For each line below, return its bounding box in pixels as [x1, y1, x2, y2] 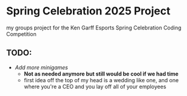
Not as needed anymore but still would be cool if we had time [23, 70, 179, 77]
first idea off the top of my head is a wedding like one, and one [23, 76, 179, 83]
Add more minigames [14, 64, 68, 71]
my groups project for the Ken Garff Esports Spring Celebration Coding [6, 24, 182, 31]
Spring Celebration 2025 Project [6, 4, 171, 18]
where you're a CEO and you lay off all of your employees [23, 83, 167, 90]
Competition [6, 30, 37, 37]
